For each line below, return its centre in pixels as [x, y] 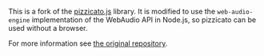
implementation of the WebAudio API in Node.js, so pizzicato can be [144, 20]
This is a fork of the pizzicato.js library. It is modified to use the [112, 11]
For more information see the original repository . [88, 43]
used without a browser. [48, 28]
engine [19, 21]
